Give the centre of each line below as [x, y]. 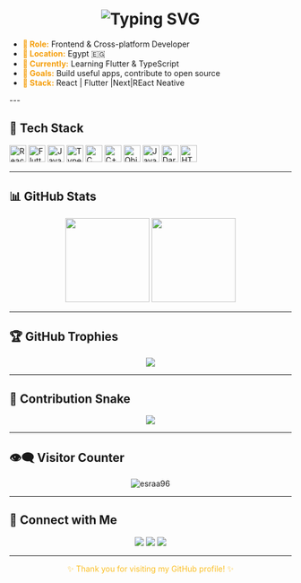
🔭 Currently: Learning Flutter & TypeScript [100, 64]
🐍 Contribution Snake [70, 399]
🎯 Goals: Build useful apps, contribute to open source [121, 73]
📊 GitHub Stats [53, 197]
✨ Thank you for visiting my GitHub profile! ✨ [150, 569]
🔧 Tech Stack [47, 129]
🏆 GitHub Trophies [64, 336]
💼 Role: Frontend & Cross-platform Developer [106, 44]
